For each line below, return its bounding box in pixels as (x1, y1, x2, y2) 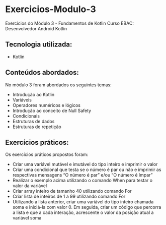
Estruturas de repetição (12, 124, 62, 130)
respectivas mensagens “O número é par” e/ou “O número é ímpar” (12, 172, 153, 178)
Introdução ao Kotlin (12, 91, 55, 97)
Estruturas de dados (12, 118, 55, 124)
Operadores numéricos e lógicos (12, 102, 80, 108)
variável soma (12, 215, 42, 221)
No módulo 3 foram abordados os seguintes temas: (5, 82, 112, 88)
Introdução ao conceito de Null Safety (12, 107, 92, 114)
